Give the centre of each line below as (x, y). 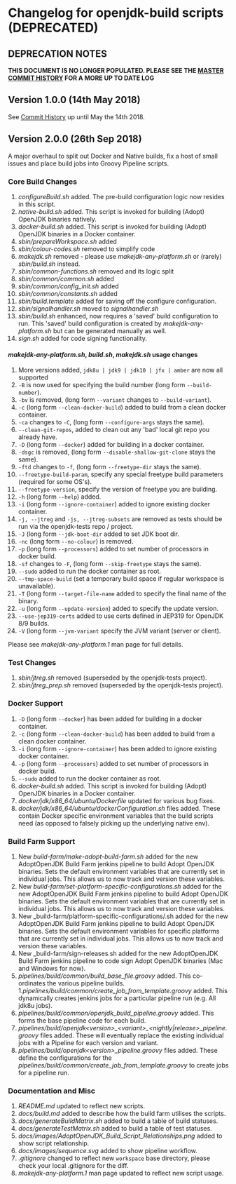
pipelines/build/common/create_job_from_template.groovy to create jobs (123, 1065)
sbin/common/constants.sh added (68, 293)
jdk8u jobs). (35, 1006)
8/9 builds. (34, 624)
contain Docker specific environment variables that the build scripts (116, 816)
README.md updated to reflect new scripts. (82, 1106)
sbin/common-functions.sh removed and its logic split (96, 271)
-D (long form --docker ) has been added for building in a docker (110, 719)
